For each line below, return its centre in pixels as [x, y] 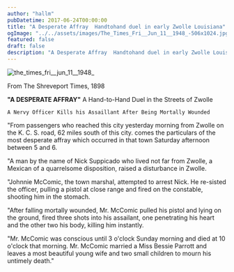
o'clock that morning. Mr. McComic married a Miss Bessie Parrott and [107, 245]
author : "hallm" [31, 14]
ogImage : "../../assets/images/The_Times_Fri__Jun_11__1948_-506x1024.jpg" [119, 33]
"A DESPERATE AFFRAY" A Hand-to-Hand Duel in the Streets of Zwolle [110, 99]
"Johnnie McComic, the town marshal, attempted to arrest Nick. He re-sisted [117, 181]
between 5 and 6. [32, 147]
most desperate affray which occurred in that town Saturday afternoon [109, 139]
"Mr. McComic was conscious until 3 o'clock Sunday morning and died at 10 [116, 239]
